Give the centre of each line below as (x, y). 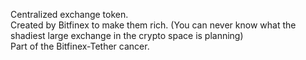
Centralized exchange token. (69, 14)
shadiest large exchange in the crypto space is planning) (127, 35)
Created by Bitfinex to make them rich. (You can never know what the (153, 25)
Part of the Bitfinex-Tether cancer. (80, 46)
